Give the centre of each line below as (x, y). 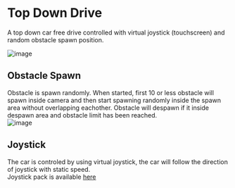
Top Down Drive (55, 13)
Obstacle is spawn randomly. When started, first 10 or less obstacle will (111, 92)
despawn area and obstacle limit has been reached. (82, 115)
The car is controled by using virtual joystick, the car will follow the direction (118, 162)
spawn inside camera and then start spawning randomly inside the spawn (114, 100)
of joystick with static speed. (49, 169)
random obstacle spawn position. (56, 39)
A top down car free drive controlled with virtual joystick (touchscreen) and (116, 32)
